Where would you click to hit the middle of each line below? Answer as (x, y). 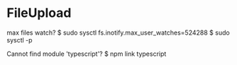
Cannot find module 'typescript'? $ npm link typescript (87, 54)
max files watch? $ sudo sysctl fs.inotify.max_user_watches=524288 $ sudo (118, 32)
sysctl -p (20, 40)
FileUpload (39, 13)
